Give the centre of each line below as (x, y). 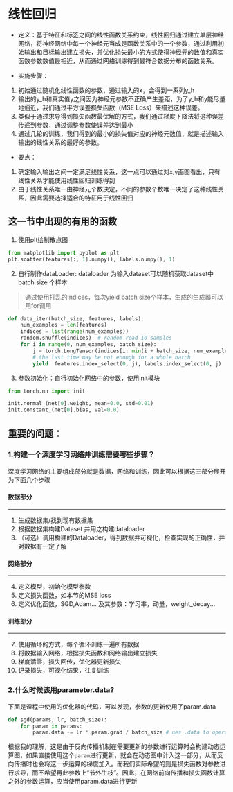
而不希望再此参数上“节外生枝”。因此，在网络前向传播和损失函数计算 (128, 773)
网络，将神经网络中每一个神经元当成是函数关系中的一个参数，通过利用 (118, 43)
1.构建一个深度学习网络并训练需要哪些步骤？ (81, 455)
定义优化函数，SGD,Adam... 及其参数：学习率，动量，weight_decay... (116, 604)
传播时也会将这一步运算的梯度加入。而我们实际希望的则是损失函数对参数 (116, 764)
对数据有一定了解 (42, 546)
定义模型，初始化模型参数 (54, 587)
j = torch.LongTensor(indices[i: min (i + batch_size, (112, 351)
